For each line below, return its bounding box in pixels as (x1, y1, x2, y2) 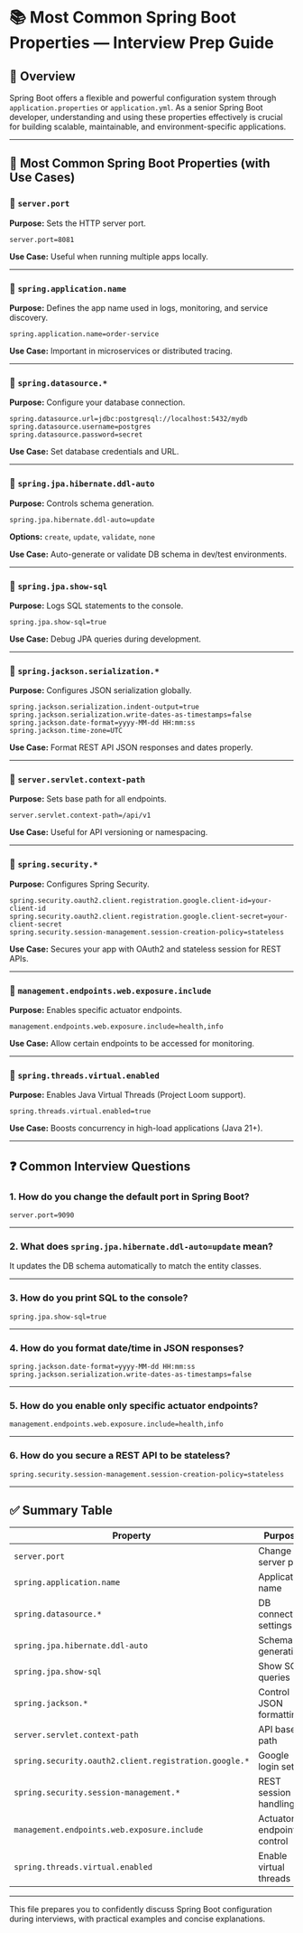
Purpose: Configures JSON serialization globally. (9, 685, 192, 696)
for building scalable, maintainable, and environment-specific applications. (9, 121, 287, 132)
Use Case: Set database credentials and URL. (9, 446, 179, 457)
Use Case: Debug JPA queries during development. (9, 633, 201, 644)
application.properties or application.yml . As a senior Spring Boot (9, 102, 263, 113)
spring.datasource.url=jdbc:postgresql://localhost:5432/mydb (9, 415, 248, 424)
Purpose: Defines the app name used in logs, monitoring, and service (9, 302, 269, 313)
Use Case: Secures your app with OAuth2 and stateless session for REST (9, 943, 282, 954)
